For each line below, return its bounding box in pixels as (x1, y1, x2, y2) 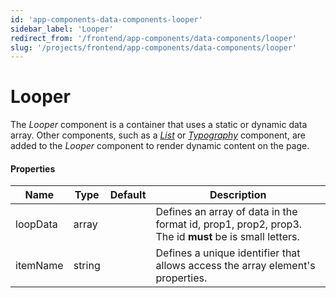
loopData (15, 217, 58, 231)
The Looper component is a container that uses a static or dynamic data (10, 119, 308, 131)
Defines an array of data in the (155, 205, 298, 219)
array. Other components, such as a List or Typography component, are (10, 129, 306, 141)
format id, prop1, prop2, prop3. (155, 217, 303, 231)
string (73, 259, 101, 273)
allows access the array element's (155, 259, 316, 273)
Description (209, 188, 267, 202)
